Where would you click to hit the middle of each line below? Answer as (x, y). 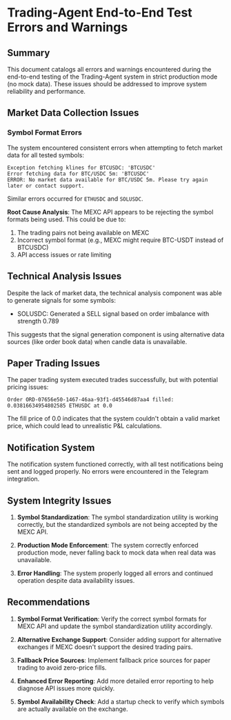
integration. (23, 479)
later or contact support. (46, 186)
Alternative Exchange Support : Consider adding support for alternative (119, 639)
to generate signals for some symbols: (61, 300)
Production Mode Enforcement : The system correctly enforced (108, 545)
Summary (29, 53)
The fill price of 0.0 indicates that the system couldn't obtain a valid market (113, 419)
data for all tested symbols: (46, 155)
